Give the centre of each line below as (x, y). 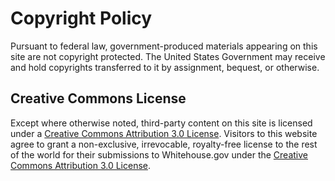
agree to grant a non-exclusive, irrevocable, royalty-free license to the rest (164, 144)
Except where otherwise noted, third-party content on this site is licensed (161, 123)
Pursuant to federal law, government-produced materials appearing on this (164, 46)
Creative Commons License (98, 98)
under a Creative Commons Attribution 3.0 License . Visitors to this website (164, 133)
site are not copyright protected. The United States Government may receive (168, 56)
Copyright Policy (81, 18)
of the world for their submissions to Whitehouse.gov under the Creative (159, 154)
